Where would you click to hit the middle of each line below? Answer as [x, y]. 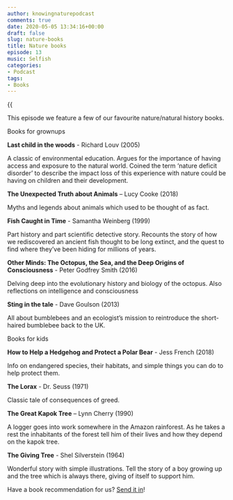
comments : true [29, 20]
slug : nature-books [35, 40]
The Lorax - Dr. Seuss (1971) [48, 387]
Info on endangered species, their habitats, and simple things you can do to [115, 366]
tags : [15, 78]
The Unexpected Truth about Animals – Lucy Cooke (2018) [93, 194]
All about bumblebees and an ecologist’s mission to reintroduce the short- [113, 318]
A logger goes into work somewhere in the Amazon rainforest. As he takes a [116, 427]
